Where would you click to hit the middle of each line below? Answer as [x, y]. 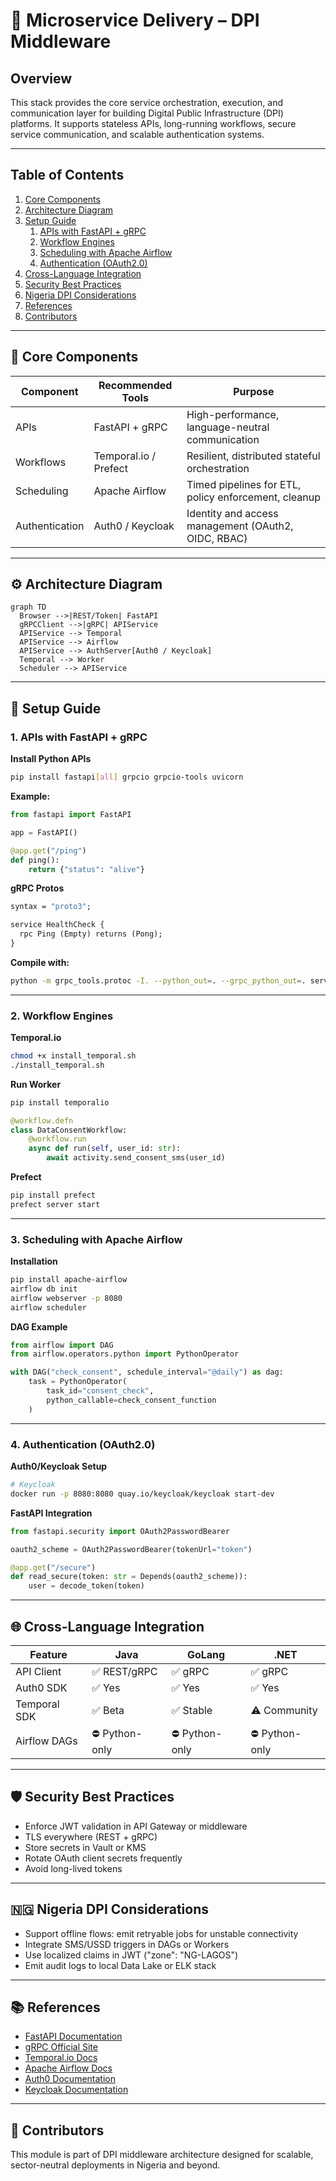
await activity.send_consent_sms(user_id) [136, 1158]
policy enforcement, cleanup [254, 497]
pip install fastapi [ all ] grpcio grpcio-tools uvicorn [127, 777]
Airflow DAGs [46, 1741]
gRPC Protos [37, 888]
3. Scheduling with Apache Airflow [96, 1239]
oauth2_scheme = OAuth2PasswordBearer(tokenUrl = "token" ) [131, 1549]
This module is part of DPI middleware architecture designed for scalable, [162, 2155]
